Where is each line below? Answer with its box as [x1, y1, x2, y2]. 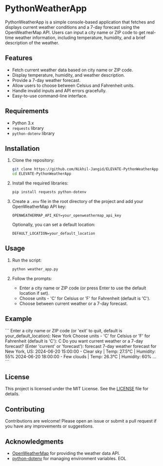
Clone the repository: [12, 157, 55, 163]
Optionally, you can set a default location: [12, 222, 96, 227]
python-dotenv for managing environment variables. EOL [12, 455, 127, 461]
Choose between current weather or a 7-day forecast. [19, 301, 128, 306]
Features [5, 54, 33, 62]
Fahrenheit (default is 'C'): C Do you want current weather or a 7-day [5, 338, 144, 344]
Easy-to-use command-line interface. [12, 93, 88, 99]
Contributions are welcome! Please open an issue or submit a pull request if [5, 418, 157, 424]
